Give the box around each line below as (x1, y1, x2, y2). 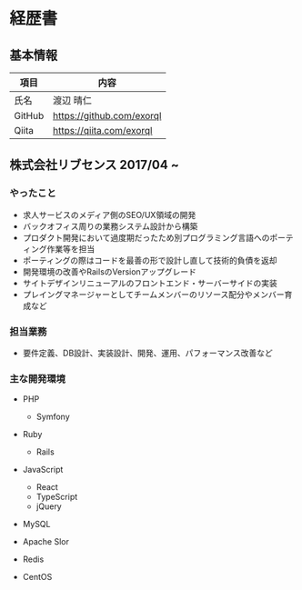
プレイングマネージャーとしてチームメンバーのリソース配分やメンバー (22, 288, 285, 300)
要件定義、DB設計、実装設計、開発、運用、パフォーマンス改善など (22, 347, 273, 358)
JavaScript (22, 465, 64, 475)
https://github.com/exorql (53, 110, 162, 122)
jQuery (35, 501, 62, 512)
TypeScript (35, 492, 78, 503)
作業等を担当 (46, 243, 96, 255)
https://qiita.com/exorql (53, 125, 153, 136)
